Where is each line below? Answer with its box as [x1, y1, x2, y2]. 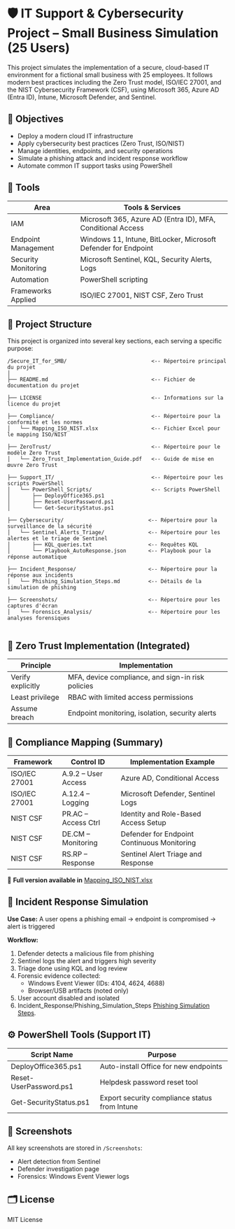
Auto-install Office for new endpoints [99, 1061, 222, 1071]
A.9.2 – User [62, 769, 103, 778]
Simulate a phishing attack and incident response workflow [17, 154, 188, 162]
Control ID [71, 757, 106, 766]
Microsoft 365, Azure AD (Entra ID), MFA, [80, 214, 216, 224]
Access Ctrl [62, 818, 101, 827]
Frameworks [10, 286, 52, 296]
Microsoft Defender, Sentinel [120, 789, 215, 798]
